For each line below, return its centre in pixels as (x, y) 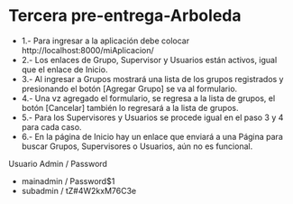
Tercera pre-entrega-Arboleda (125, 16)
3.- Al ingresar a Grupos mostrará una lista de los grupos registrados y (152, 79)
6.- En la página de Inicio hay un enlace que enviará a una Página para (152, 136)
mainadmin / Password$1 (68, 181)
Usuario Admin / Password (58, 163)
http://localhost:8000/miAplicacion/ (87, 50)
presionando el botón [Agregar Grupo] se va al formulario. (129, 88)
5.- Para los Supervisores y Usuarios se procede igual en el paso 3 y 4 (152, 117)
